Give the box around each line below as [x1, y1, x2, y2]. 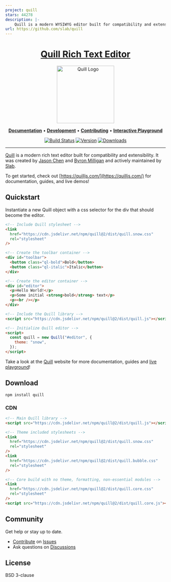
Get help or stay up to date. [5, 528, 63, 534]
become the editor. [5, 212, 45, 218]
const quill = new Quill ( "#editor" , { [10, 335, 93, 340]
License [5, 558, 31, 568]
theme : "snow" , [14, 340, 47, 345]
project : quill [5, 7, 38, 13]
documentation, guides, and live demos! [5, 178, 90, 185]
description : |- [5, 17, 40, 22]
